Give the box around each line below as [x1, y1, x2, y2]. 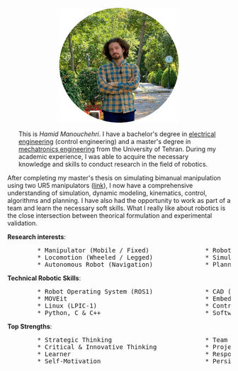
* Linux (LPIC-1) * [37, 302, 210, 309]
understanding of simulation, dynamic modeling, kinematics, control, [7, 189, 208, 197]
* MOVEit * [37, 295, 210, 302]
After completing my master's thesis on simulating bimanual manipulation [7, 174, 221, 182]
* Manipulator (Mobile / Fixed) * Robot [37, 246, 232, 254]
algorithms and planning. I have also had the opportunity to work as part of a [7, 196, 231, 204]
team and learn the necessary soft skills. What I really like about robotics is [7, 204, 226, 212]
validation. [7, 219, 38, 227]
